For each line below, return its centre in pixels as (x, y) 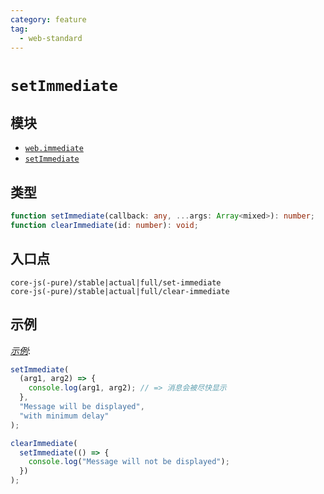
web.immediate (54, 149)
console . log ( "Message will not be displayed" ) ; (129, 462)
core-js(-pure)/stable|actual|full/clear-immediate (120, 291)
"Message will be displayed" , (82, 407)
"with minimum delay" (64, 416)
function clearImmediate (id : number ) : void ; (104, 226)
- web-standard (51, 38)
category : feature (48, 19)
